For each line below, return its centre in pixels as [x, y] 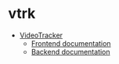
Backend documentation [71, 52]
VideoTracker [41, 35]
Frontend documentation [71, 43]
